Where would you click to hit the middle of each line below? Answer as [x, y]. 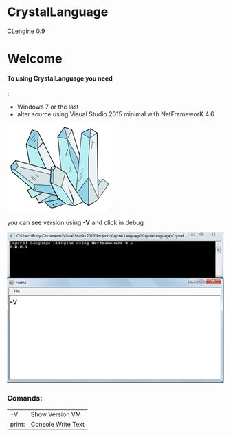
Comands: [25, 398]
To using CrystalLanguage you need [60, 78]
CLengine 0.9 [26, 31]
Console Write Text [57, 424]
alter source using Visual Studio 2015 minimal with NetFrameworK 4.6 [115, 114]
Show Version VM [56, 414]
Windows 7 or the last [48, 107]
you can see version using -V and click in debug [76, 223]
